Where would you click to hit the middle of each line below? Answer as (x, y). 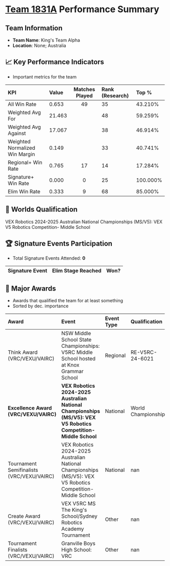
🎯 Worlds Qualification (41, 209)
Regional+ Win (25, 162)
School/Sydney (79, 516)
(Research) (115, 96)
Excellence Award (30, 408)
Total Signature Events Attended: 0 (49, 258)
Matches (84, 89)
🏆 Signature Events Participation (59, 244)
